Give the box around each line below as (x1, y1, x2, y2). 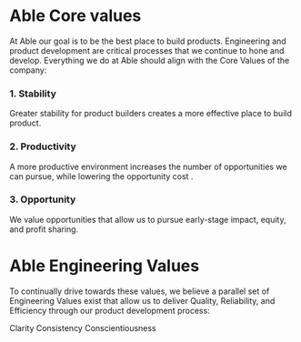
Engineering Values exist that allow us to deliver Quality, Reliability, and (9, 295, 276, 306)
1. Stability (9, 87, 56, 100)
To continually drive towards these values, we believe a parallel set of (9, 286, 270, 297)
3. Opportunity (9, 193, 76, 206)
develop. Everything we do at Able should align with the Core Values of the (9, 55, 290, 65)
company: (9, 65, 47, 75)
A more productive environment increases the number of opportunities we (9, 161, 288, 172)
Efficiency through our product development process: (9, 305, 211, 316)
